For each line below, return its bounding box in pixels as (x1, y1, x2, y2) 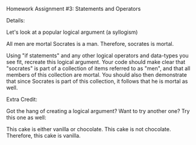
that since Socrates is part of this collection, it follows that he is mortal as (6, 78, 188, 85)
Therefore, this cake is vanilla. (6, 132, 81, 139)
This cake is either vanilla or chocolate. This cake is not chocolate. (6, 126, 171, 132)
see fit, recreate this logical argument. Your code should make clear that (6, 59, 186, 65)
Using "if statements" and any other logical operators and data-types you (6, 52, 189, 59)
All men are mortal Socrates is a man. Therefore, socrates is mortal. (6, 40, 174, 47)
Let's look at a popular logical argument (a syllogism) (6, 28, 138, 36)
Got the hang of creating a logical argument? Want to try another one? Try (6, 108, 190, 114)
